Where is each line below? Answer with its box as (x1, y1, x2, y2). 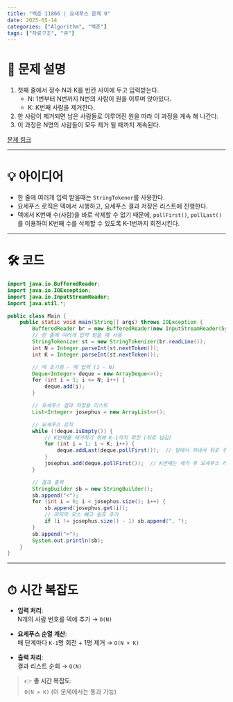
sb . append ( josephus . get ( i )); (44, 505, 129, 512)
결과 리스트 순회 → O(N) (17, 662, 82, 671)
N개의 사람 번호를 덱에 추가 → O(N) (17, 615, 112, 623)
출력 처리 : (17, 653, 44, 662)
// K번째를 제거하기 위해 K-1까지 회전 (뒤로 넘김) (44, 434, 172, 441)
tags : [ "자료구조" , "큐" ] (7, 29, 75, 37)
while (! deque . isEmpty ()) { (32, 427, 113, 434)
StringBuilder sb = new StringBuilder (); (32, 485, 154, 492)
